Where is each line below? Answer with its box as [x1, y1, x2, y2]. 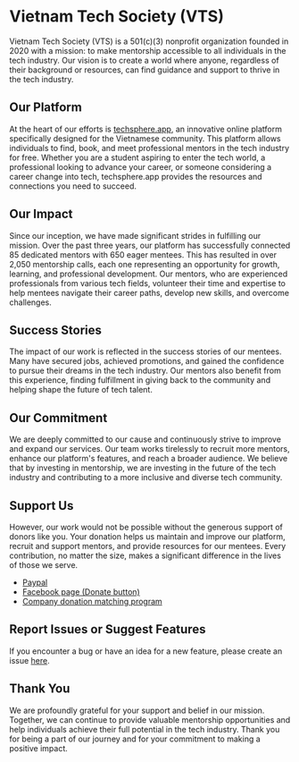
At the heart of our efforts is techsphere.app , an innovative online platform [9, 123, 283, 134]
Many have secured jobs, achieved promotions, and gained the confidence [9, 356, 285, 367]
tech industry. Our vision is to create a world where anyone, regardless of [9, 55, 279, 65]
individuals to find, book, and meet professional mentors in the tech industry [9, 142, 290, 153]
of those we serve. [9, 560, 79, 570]
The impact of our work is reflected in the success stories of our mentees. [9, 346, 282, 357]
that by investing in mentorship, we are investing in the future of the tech [9, 462, 277, 473]
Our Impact [9, 207, 73, 222]
